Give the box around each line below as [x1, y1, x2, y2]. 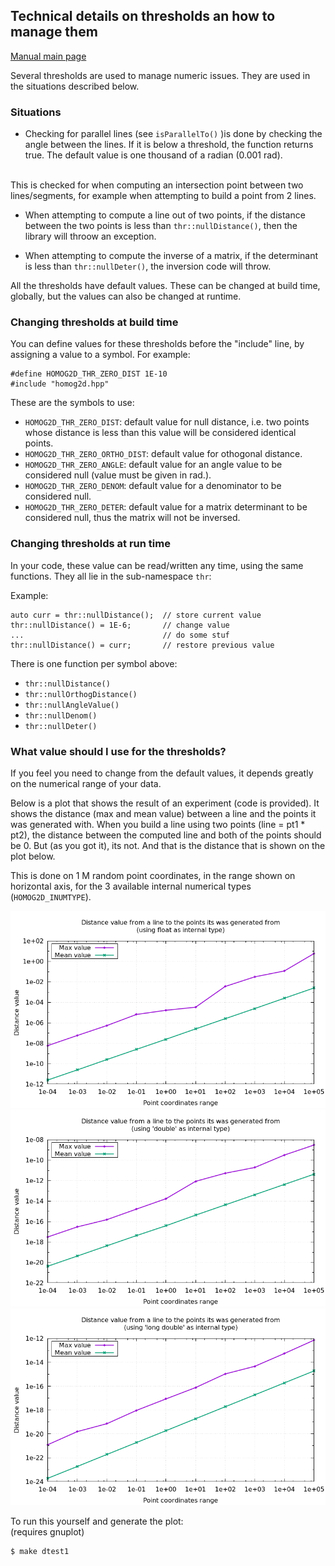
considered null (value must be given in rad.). [24, 469, 212, 481]
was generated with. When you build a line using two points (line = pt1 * [10, 819, 306, 830]
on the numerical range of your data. [10, 778, 162, 789]
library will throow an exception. [24, 230, 157, 243]
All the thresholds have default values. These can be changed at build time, [10, 280, 321, 292]
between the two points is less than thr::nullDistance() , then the [24, 220, 298, 232]
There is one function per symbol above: [10, 657, 178, 669]
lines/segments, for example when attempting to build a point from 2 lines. [10, 190, 317, 202]
